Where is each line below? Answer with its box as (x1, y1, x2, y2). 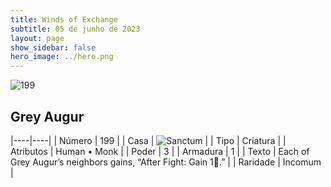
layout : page (10, 33, 65, 43)
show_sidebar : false (10, 42, 97, 53)
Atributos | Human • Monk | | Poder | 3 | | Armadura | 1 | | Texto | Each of (10, 145, 310, 157)
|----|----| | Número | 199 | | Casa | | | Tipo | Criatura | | (10, 134, 287, 146)
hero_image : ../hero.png (10, 52, 114, 62)
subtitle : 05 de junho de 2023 (10, 24, 141, 34)
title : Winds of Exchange (10, 14, 118, 25)
